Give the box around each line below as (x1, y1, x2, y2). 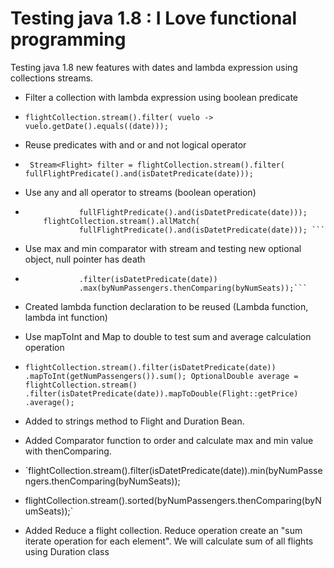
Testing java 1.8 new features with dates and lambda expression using (10, 61, 298, 73)
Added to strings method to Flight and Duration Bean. (24, 415, 245, 427)
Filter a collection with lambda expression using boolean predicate (24, 91, 299, 103)
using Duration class (24, 545, 110, 557)
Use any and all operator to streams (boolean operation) (24, 186, 257, 198)
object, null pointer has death (24, 253, 146, 265)
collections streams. (10, 72, 94, 84)
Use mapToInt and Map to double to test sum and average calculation (24, 330, 312, 342)
